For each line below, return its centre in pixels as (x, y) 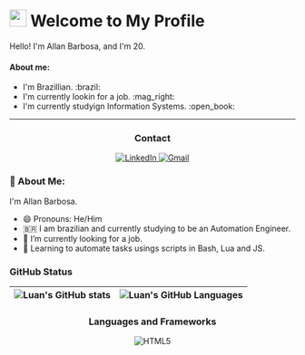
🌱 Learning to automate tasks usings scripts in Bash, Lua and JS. (143, 248)
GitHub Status (41, 272)
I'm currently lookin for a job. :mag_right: (98, 97)
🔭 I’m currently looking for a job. (82, 238)
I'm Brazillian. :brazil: (61, 87)
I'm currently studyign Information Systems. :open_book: (129, 106)
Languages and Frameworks (152, 321)
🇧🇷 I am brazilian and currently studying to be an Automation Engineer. (157, 228)
